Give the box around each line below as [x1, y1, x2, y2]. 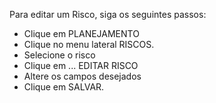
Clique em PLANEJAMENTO [23, 28, 140, 39]
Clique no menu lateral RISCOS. [23, 39, 155, 50]
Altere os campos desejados [23, 70, 142, 82]
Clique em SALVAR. [23, 81, 105, 93]
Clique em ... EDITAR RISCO [23, 60, 139, 71]
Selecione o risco [23, 49, 96, 61]
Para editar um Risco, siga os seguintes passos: [9, 9, 207, 20]
